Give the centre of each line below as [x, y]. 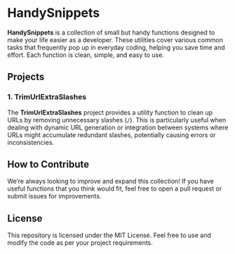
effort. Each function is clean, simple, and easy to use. [86, 55]
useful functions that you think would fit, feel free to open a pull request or [115, 189]
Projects [26, 77]
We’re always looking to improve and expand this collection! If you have [110, 182]
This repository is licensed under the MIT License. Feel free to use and [109, 235]
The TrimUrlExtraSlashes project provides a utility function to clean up [110, 112]
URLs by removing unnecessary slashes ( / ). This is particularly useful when [117, 120]
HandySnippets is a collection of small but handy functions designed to [111, 32]
